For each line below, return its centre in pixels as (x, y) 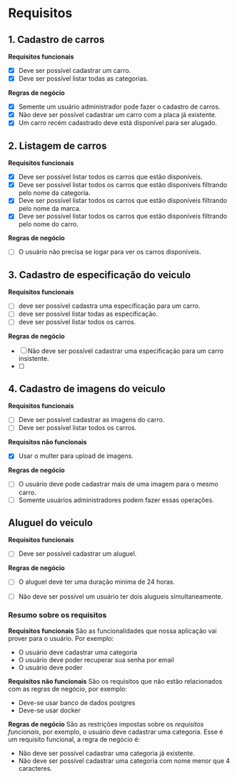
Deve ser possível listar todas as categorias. (83, 79)
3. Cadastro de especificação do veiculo (100, 275)
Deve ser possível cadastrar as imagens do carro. (91, 420)
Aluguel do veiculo (51, 523)
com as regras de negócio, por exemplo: (68, 689)
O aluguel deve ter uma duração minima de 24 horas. (97, 582)
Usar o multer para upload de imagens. (76, 456)
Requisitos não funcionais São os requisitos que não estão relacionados (115, 681)
